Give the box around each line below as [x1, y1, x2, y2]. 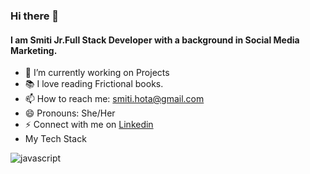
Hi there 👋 [10, 9, 60, 23]
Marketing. [10, 44, 58, 56]
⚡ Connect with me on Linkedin [24, 119, 154, 131]
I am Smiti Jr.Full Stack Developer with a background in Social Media [10, 34, 300, 46]
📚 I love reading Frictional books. [24, 78, 164, 90]
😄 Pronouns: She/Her [24, 107, 116, 119]
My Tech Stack [24, 133, 87, 145]
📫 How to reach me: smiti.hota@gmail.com [24, 93, 205, 105]
